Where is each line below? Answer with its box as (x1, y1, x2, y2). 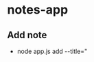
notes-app (7, 2, 69, 18)
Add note (7, 29, 47, 41)
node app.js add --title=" (16, 47, 88, 55)
